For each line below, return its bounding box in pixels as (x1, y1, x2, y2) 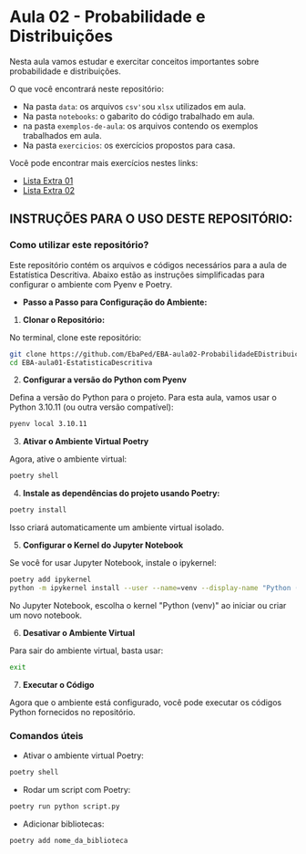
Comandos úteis (9, 729, 84, 742)
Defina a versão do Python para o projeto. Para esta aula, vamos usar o (9, 392, 278, 403)
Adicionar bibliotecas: (22, 818, 105, 829)
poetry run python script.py (9, 801, 120, 811)
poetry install (9, 505, 67, 515)
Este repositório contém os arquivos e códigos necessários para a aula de (9, 259, 287, 270)
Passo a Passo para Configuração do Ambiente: (22, 297, 208, 307)
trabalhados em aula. (22, 130, 102, 141)
